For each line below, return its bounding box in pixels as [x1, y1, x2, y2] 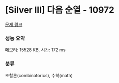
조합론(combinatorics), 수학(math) [5, 72, 73, 78]
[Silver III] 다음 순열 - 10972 [5, 4, 115, 16]
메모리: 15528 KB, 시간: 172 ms [5, 47, 66, 53]
